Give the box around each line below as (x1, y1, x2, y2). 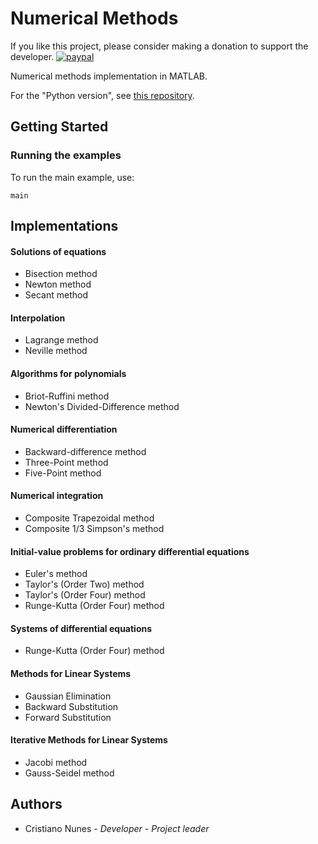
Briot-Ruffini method (24, 390, 110, 402)
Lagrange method (24, 334, 99, 346)
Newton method (24, 278, 92, 291)
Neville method (24, 345, 88, 357)
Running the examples (10, 148, 122, 162)
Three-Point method (24, 456, 109, 468)
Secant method (24, 289, 88, 301)
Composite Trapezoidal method (24, 512, 155, 524)
